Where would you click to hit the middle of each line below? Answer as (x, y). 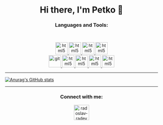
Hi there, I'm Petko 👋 (81, 10)
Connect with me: (81, 97)
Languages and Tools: (81, 25)
